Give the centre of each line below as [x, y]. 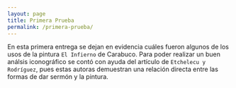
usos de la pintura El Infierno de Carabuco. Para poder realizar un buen [114, 54]
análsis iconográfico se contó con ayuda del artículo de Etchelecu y [107, 62]
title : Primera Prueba [41, 20]
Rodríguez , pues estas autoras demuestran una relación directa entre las [113, 69]
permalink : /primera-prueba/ [50, 27]
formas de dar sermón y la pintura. [58, 77]
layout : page [27, 14]
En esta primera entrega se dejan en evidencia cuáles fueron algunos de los [118, 47]
